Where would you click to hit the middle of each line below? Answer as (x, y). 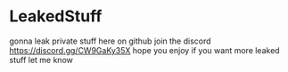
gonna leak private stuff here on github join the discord (110, 41)
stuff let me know (41, 60)
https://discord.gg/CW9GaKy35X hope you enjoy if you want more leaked (144, 50)
